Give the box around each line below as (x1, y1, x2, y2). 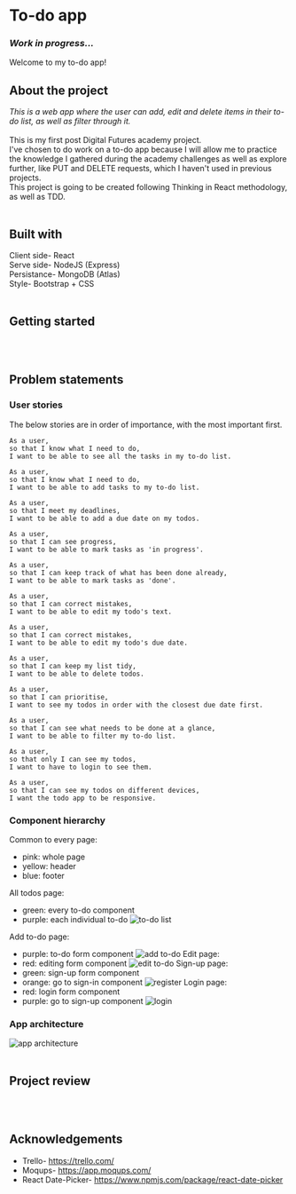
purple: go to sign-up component (21, 995, 144, 1006)
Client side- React (9, 250, 75, 261)
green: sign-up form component (21, 967, 140, 977)
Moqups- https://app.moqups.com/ (21, 1165, 152, 1175)
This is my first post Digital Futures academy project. (9, 135, 202, 146)
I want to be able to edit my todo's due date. (9, 638, 189, 647)
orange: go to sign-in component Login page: (21, 977, 228, 987)
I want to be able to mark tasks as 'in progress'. (9, 545, 204, 554)
